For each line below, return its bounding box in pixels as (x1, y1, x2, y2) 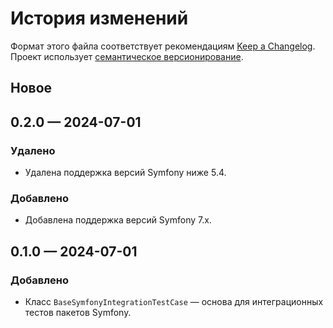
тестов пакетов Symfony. (24, 307, 132, 318)
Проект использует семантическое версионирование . (10, 50, 244, 62)
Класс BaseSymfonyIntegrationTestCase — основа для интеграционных (24, 296, 324, 307)
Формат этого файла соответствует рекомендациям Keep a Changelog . (10, 40, 316, 52)
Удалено (10, 143, 56, 157)
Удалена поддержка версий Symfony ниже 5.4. (24, 167, 227, 179)
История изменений (10, 7, 189, 30)
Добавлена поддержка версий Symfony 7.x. (24, 214, 212, 226)
